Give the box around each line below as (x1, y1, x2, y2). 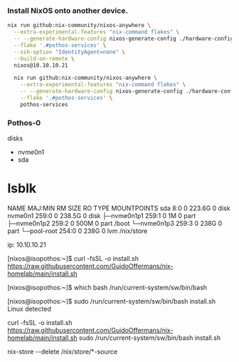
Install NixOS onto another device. (7, 6, 128, 16)
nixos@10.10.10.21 (14, 61, 69, 69)
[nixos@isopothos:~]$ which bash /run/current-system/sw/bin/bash (7, 284, 208, 292)
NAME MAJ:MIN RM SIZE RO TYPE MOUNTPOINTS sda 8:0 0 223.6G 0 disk (7, 204, 230, 212)
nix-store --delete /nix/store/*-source (7, 348, 118, 356)
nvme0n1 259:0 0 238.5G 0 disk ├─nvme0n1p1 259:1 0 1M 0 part (7, 212, 196, 220)
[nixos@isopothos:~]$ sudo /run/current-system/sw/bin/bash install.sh (7, 297, 216, 306)
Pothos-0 (7, 118, 41, 128)
